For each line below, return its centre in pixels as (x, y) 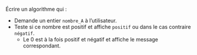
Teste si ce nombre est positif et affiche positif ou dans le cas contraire (102, 27)
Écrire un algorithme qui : (36, 9)
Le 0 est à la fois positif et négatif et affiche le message (91, 39)
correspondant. (42, 46)
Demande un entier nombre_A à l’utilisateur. (65, 20)
